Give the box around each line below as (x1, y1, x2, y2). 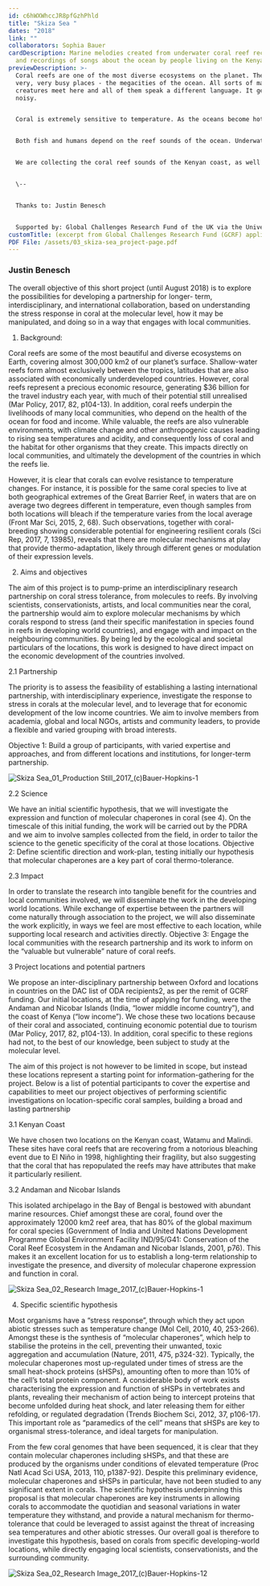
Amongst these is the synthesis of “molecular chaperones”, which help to (8, 1332, 251, 1342)
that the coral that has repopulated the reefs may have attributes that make (8, 1160, 256, 1170)
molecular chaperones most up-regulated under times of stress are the (8, 1358, 243, 1367)
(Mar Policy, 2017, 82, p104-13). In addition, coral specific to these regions (8, 1028, 253, 1038)
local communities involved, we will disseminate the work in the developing (8, 895, 257, 905)
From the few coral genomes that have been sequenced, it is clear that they (8, 1441, 259, 1451)
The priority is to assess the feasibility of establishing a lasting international (8, 682, 258, 692)
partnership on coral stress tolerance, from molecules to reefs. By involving (8, 591, 258, 601)
